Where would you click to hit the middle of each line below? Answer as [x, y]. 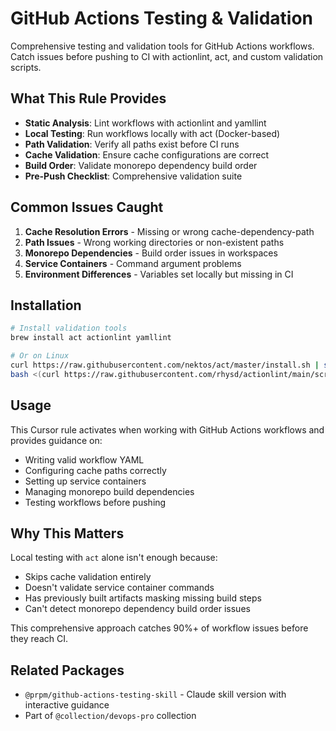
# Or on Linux [40, 356]
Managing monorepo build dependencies [109, 491]
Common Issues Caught [87, 207]
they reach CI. [39, 639]
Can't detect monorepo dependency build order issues [137, 609]
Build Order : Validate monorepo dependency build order [141, 165]
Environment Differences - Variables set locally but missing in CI [159, 274]
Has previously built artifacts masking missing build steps [143, 598]
